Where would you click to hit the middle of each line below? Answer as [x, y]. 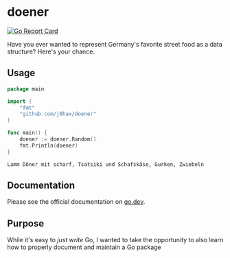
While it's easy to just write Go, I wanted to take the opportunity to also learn [115, 240]
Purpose [26, 223]
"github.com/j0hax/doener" [58, 114]
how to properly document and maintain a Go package [84, 247]
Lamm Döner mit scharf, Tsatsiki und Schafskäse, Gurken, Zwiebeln [106, 164]
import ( [20, 101]
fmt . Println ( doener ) [49, 145]
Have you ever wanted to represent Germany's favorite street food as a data [115, 44]
